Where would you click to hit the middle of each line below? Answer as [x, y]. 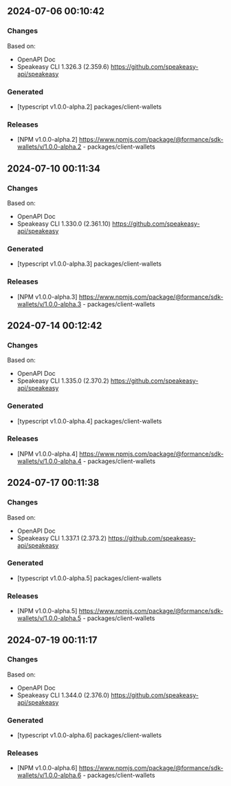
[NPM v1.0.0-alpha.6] [47, 768]
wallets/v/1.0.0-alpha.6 [49, 775]
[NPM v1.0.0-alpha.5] [47, 611]
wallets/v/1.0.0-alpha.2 [49, 147]
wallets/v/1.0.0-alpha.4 [49, 461]
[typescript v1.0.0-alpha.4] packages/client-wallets [89, 421]
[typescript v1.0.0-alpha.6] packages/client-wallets [89, 735]
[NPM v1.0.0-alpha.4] [47, 454]
